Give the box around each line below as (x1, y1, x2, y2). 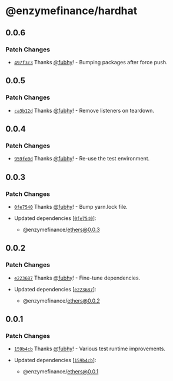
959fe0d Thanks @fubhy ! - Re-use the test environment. (14, 155, 150, 162)
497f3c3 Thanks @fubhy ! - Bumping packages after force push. (14, 58, 168, 65)
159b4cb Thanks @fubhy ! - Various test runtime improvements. (14, 345, 166, 352)
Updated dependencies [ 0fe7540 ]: (14, 214, 97, 222)
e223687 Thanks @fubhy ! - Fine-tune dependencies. (14, 274, 141, 281)
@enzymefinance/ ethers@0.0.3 (22, 226, 101, 233)
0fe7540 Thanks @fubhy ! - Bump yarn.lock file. (14, 203, 128, 210)
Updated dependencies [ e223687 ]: (14, 285, 97, 293)
